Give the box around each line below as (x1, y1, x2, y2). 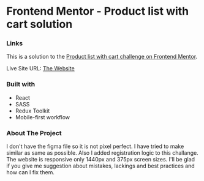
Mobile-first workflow (15, 113, 70, 120)
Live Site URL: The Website (6, 65, 75, 72)
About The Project (6, 128, 62, 137)
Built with (6, 80, 36, 89)
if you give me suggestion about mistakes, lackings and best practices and (6, 162, 195, 169)
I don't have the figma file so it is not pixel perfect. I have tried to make (6, 142, 184, 150)
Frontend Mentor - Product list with (6, 4, 189, 18)
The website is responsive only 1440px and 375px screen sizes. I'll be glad (6, 156, 195, 163)
